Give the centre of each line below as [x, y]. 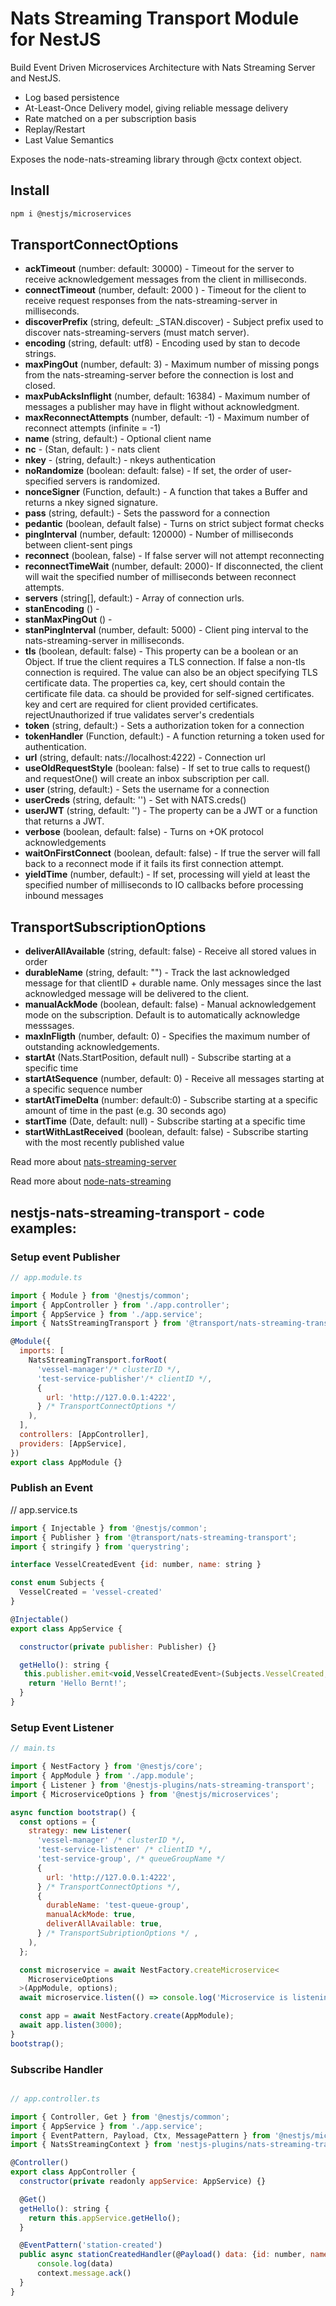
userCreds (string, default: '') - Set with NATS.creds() [135, 800]
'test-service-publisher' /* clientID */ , [124, 1378]
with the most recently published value [104, 1143]
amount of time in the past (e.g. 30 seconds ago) [125, 1111]
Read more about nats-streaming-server [93, 1162]
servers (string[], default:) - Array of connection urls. [134, 598]
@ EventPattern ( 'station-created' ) [91, 2245]
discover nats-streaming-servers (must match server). [137, 333]
